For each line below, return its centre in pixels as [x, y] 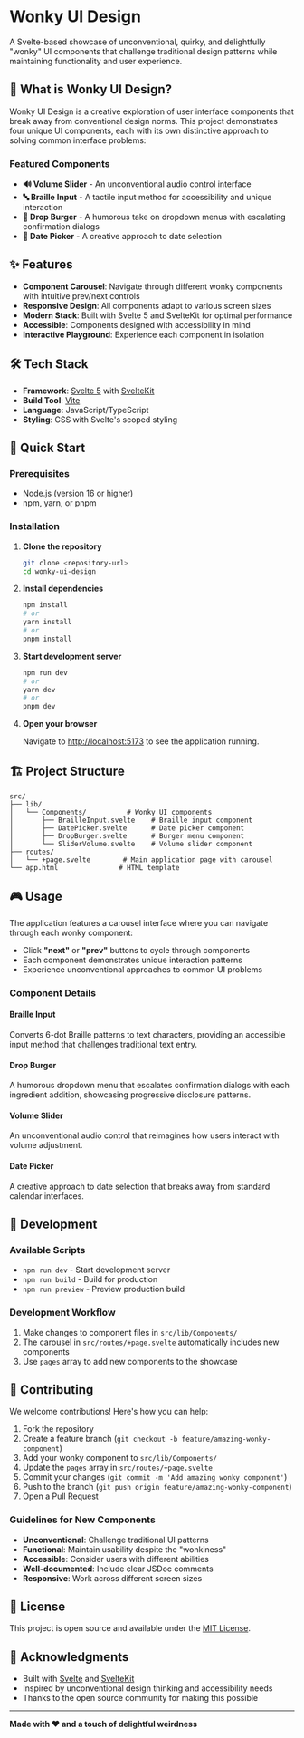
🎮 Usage [36, 897]
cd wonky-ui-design [59, 571]
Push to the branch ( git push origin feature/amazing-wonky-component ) [157, 1487]
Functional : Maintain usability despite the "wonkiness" [124, 1549]
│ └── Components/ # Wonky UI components [111, 812]
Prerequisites [39, 473]
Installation [35, 526]
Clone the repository [62, 546]
